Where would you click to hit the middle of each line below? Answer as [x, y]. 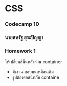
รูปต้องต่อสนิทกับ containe [36, 77]
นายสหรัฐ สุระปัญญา [24, 38]
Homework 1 [20, 51]
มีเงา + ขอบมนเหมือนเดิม [33, 72]
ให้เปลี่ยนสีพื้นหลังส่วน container [33, 62]
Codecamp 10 [22, 24]
